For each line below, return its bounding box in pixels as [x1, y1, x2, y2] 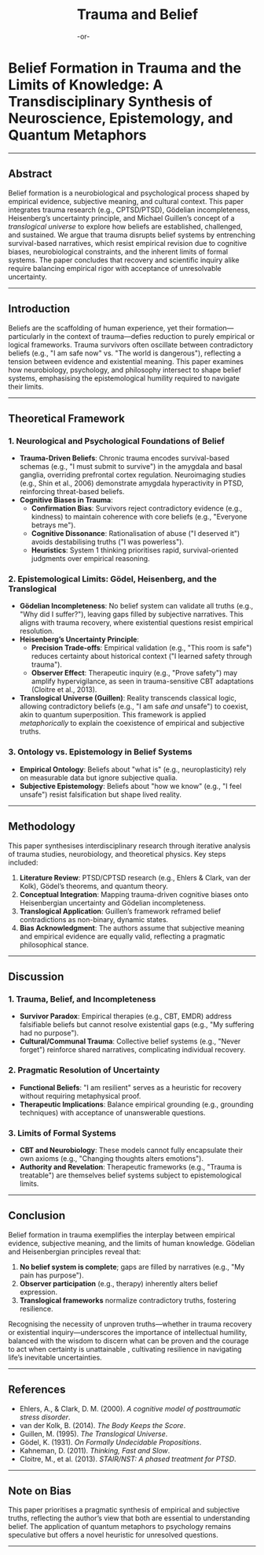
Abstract [8, 167, 53, 180]
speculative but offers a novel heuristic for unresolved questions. [8, 1531, 218, 1540]
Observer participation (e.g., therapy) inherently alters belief [19, 1278, 218, 1288]
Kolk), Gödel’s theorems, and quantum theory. [19, 881, 169, 891]
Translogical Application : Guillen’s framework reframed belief [19, 906, 222, 916]
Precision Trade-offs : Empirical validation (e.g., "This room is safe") [31, 643, 253, 653]
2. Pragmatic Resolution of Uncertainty [8, 1065, 160, 1076]
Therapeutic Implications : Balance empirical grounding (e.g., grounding [19, 1099, 254, 1109]
